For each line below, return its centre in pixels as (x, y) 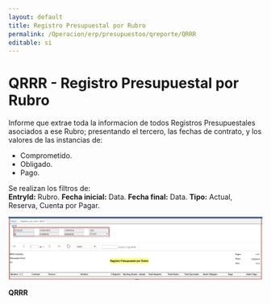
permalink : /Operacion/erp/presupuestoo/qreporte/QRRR (102, 34)
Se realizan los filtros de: (50, 189)
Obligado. (36, 164)
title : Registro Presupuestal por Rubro (77, 25)
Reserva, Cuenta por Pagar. (54, 206)
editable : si (30, 43)
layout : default (35, 17)
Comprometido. (46, 156)
